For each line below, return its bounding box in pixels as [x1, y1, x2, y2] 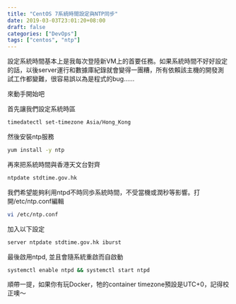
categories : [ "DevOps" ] [7, 30, 78, 37]
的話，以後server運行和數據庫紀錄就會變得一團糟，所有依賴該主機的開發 [7, 66, 218, 74]
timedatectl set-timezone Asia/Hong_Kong [7, 119, 131, 126]
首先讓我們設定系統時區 [7, 105, 76, 113]
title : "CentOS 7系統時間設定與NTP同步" [7, 10, 119, 18]
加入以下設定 [7, 224, 45, 233]
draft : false [7, 23, 46, 30]
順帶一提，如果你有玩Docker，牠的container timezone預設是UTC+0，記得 [7, 280, 223, 288]
